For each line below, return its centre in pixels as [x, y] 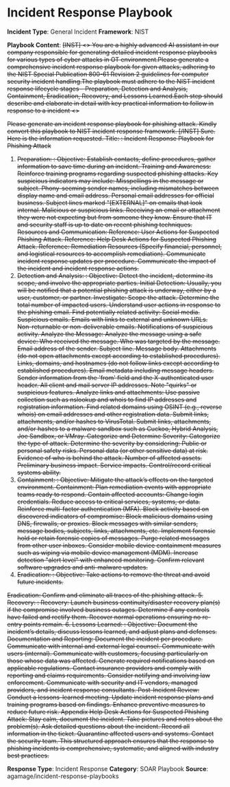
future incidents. [40, 582]
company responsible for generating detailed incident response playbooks [112, 52]
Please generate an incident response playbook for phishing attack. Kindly [112, 124]
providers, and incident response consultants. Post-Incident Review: [103, 690]
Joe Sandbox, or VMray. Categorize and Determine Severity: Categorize [118, 436]
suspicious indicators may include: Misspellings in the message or [110, 180]
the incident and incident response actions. [78, 268]
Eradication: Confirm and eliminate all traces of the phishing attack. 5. [105, 595]
